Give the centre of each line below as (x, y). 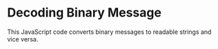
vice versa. (23, 39)
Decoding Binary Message (85, 13)
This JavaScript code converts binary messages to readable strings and (109, 32)
